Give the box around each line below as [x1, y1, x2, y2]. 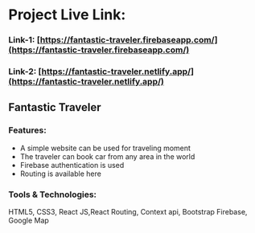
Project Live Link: [8, 6, 126, 24]
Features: [8, 125, 47, 136]
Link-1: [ [8, 35, 40, 46]
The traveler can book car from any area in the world [19, 151, 195, 161]
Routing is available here [19, 169, 102, 178]
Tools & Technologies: [8, 189, 97, 200]
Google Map [8, 215, 50, 226]
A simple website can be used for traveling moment [19, 143, 191, 153]
